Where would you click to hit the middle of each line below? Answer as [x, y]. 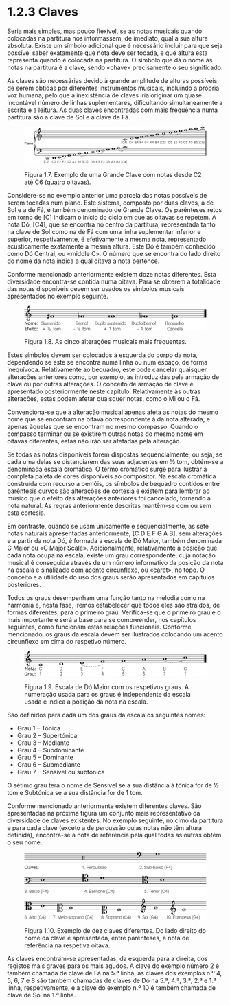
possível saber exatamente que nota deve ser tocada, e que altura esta [107, 53]
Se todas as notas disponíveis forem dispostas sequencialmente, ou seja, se [115, 454]
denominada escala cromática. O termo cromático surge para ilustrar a [107, 469]
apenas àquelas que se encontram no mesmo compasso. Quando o [103, 427]
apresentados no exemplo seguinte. [58, 297]
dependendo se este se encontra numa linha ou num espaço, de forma [107, 362]
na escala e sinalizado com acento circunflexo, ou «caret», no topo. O [106, 570]
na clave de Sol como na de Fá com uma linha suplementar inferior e [104, 232]
